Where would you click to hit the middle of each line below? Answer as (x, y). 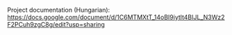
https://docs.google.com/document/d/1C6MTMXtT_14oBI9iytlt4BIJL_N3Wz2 (116, 17)
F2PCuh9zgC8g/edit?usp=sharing (56, 24)
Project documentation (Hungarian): (59, 10)
